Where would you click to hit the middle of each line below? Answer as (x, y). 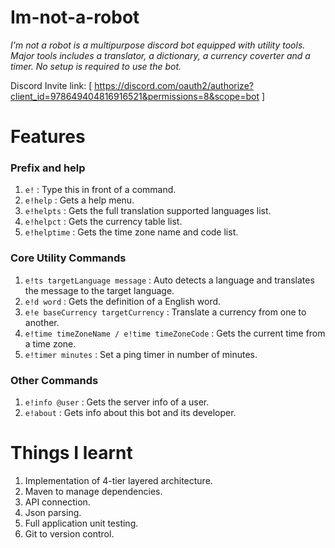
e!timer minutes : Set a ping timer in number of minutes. (141, 354)
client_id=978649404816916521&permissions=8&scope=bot (135, 96)
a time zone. (50, 343)
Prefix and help (48, 168)
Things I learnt (71, 453)
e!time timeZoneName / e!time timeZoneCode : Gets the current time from (175, 333)
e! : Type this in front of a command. (100, 190)
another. (42, 322)
